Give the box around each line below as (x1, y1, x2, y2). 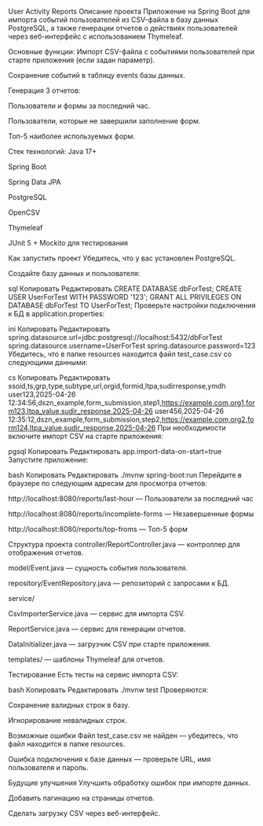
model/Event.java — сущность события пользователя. (8, 563, 188, 573)
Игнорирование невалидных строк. (8, 716, 128, 725)
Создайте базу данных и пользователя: (8, 269, 141, 278)
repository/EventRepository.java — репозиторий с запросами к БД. (8, 578, 230, 588)
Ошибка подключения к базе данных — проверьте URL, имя (8, 754, 211, 764)
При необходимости (157, 423, 226, 432)
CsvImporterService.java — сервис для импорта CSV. (8, 609, 185, 618)
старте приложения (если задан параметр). (8, 55, 155, 65)
